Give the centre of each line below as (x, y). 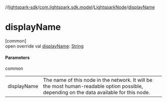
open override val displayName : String (44, 46)
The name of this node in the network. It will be (98, 80)
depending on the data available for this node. (96, 93)
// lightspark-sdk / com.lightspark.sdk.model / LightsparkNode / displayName (80, 7)
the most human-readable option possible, (93, 86)
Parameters (17, 57)
